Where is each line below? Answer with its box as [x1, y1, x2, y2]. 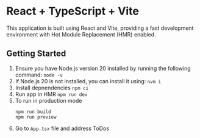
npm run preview [15, 114, 57, 120]
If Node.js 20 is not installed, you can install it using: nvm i [15, 77, 162, 85]
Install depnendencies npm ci [15, 84, 89, 91]
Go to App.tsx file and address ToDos [15, 125, 110, 132]
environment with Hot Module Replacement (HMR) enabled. [6, 30, 157, 38]
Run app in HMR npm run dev [15, 90, 88, 98]
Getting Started [6, 49, 66, 59]
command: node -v [15, 71, 63, 78]
